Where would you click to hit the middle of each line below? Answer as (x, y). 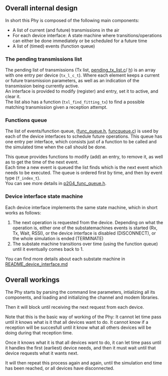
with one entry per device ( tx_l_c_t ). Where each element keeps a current (82, 75)
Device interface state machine (44, 197)
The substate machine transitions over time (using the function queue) (85, 244)
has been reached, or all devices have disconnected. (60, 368)
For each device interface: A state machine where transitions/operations (87, 35)
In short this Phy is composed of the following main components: (72, 20)
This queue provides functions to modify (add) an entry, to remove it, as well (84, 157)
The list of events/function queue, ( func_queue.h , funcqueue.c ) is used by (82, 131)
